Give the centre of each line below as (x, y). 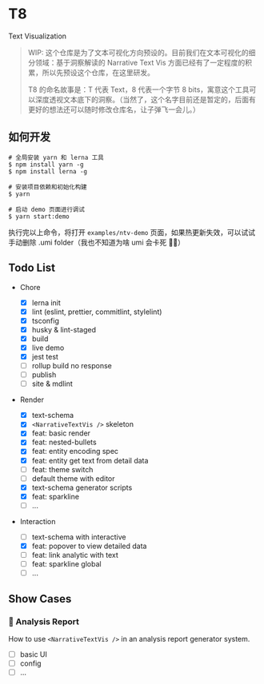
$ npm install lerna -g (48, 171)
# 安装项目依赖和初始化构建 (48, 187)
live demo (48, 348)
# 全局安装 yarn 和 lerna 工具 (56, 157)
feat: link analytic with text (75, 555)
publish (44, 375)
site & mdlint (52, 384)
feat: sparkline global (66, 564)
